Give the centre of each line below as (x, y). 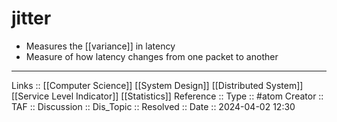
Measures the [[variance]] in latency (100, 46)
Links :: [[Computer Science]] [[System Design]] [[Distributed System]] (157, 85)
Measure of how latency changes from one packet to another (152, 56)
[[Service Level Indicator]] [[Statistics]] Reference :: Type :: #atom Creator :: (167, 96)
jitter (31, 18)
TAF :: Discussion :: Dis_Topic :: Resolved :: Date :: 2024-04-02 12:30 (153, 106)
